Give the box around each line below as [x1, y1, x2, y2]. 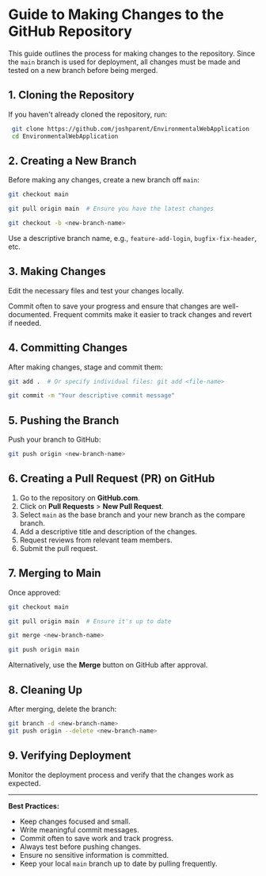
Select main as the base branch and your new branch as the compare [19, 510, 245, 519]
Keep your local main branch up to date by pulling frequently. [19, 859, 218, 868]
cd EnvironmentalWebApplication [11, 132, 119, 140]
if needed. [8, 318, 42, 327]
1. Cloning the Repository [8, 89, 135, 102]
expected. [8, 778, 41, 788]
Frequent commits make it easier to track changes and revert [53, 309, 252, 319]
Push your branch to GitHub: [8, 434, 101, 445]
